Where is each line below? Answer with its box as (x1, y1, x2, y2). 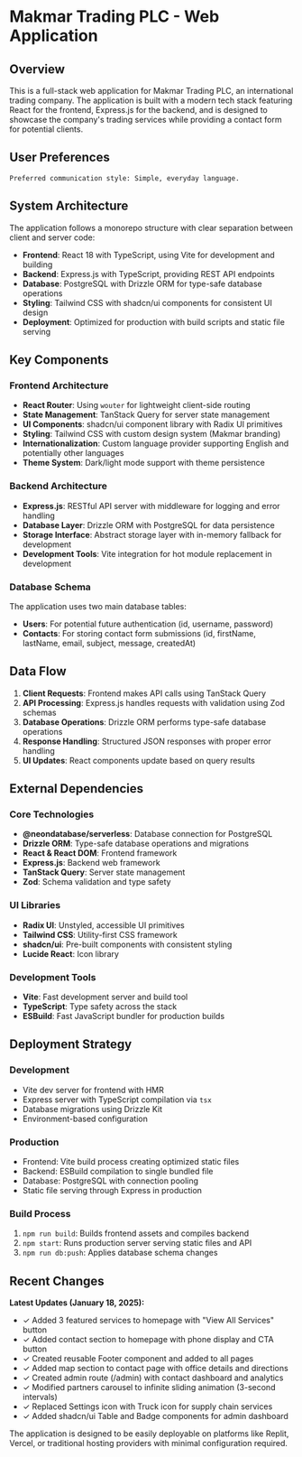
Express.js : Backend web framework (22, 858, 160, 868)
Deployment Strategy (9, 1036, 133, 1053)
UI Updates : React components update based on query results (22, 755, 255, 766)
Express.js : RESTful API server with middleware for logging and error (22, 500, 281, 511)
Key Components (9, 352, 109, 367)
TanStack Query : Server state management (22, 867, 186, 877)
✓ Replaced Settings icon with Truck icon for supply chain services (22, 1401, 273, 1412)
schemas (22, 707, 57, 718)
